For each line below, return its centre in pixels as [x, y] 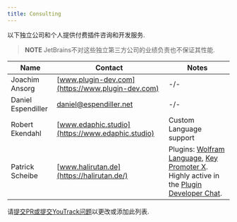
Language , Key [193, 158]
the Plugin [185, 184]
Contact [109, 68]
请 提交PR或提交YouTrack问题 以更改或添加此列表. [78, 211]
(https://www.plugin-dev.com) [108, 88]
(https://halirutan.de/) [92, 175]
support [182, 137]
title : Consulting [34, 14]
